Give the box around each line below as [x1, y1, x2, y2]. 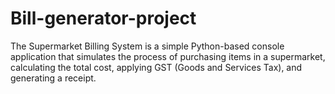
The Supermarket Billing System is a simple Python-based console [10, 40, 285, 52]
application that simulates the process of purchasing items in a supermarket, [10, 50, 326, 62]
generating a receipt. [10, 72, 97, 84]
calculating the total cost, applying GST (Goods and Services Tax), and [10, 61, 303, 73]
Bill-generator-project [10, 7, 197, 30]
